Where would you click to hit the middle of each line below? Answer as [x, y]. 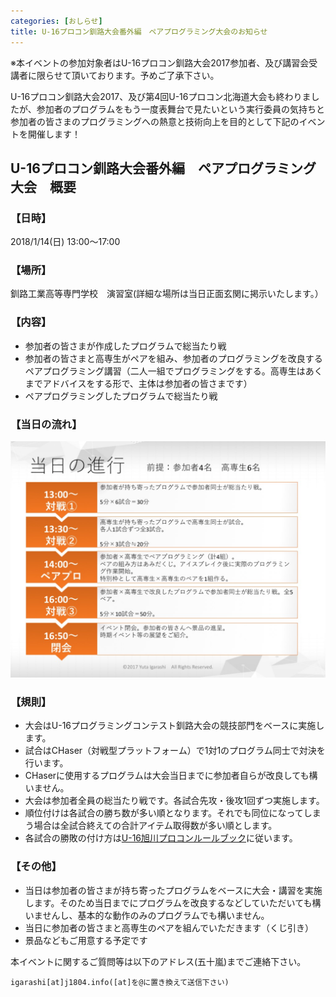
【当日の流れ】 [46, 424]
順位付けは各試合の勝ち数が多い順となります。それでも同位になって [164, 813]
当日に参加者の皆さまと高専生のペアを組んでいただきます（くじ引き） [169, 927]
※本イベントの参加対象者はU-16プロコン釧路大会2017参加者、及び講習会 [160, 62]
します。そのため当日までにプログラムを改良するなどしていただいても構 [173, 902]
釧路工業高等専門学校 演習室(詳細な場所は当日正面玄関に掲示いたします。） [167, 294]
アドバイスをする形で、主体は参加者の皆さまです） [147, 383]
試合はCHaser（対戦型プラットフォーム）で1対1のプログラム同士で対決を [175, 751]
